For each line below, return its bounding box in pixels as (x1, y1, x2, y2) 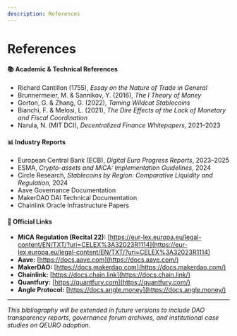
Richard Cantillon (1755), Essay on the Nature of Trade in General (17, 83, 208, 92)
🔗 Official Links (7, 217, 53, 226)
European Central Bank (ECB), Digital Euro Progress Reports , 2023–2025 (17, 156, 230, 165)
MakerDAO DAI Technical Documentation (17, 194, 138, 202)
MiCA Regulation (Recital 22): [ (17, 233, 111, 241)
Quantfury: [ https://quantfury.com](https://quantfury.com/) (17, 278, 190, 286)
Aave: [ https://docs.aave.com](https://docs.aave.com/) (17, 255, 179, 264)
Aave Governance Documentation (17, 186, 116, 195)
